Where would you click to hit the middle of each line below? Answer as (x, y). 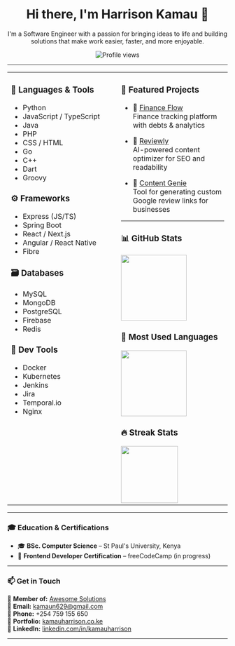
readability (150, 167)
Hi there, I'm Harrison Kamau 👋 (117, 14)
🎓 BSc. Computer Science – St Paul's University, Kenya (99, 546)
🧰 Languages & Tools (52, 90)
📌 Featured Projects (160, 90)
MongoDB (39, 302)
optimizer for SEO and (169, 159)
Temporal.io (42, 403)
